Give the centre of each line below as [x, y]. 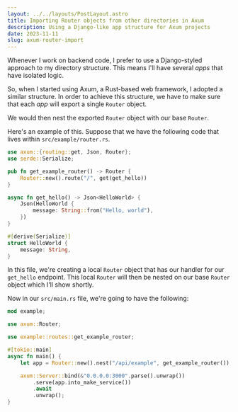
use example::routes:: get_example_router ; [71, 337]
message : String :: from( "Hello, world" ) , [93, 211]
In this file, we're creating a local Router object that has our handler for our [116, 270]
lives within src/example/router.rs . [59, 139]
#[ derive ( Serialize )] [39, 236]
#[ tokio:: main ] [30, 350]
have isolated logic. [35, 76]
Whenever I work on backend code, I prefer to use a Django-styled [105, 60]
